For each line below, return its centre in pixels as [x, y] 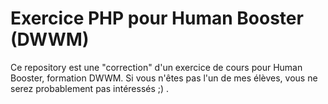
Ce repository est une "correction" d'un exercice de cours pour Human [156, 67]
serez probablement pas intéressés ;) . [90, 88]
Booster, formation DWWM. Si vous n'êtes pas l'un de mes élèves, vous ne [164, 78]
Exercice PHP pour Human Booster [157, 18]
